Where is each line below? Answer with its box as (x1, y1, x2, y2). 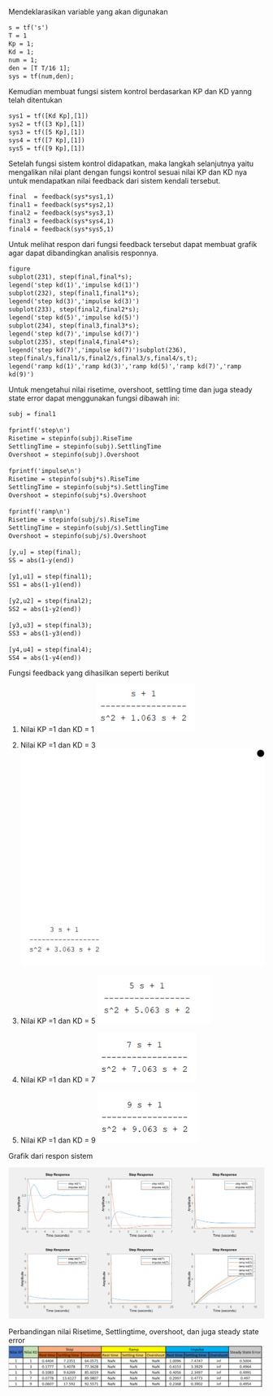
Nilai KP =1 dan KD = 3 (19, 740, 96, 750)
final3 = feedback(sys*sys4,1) (8, 217, 115, 225)
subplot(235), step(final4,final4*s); (8, 338, 140, 346)
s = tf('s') (8, 24, 49, 32)
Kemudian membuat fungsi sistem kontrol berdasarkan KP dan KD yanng (8, 87, 252, 96)
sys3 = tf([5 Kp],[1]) (8, 128, 85, 137)
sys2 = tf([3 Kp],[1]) (8, 120, 85, 128)
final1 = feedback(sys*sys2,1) (8, 201, 115, 209)
